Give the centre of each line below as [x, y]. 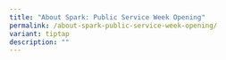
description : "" [39, 42]
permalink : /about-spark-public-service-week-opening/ [113, 26]
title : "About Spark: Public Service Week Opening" [107, 17]
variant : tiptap [39, 34]
